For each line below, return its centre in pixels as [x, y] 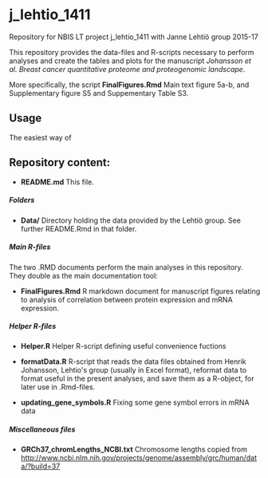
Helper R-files [33, 326]
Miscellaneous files [42, 429]
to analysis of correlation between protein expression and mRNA [127, 299]
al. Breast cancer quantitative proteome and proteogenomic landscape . [127, 69]
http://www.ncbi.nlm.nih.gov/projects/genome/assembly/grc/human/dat [139, 458]
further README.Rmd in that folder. [79, 228]
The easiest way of [40, 137]
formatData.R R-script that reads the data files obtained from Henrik [133, 361]
